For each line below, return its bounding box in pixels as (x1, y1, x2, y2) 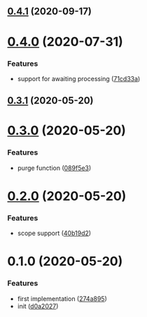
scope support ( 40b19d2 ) (17, 229, 92, 237)
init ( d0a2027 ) (17, 302, 59, 310)
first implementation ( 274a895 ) (17, 294, 107, 303)
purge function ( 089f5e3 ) (17, 164, 92, 172)
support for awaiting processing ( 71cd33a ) (17, 74, 141, 83)
